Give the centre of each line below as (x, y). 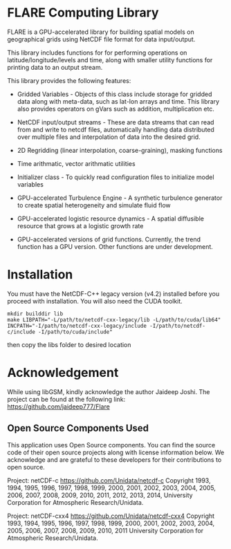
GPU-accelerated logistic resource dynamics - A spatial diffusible (110, 218)
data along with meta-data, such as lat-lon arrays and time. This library (118, 101)
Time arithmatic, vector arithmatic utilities (76, 163)
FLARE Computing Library (83, 13)
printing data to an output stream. (55, 67)
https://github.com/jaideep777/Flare (59, 407)
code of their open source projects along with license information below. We (116, 452)
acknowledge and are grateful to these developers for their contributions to (114, 459)
